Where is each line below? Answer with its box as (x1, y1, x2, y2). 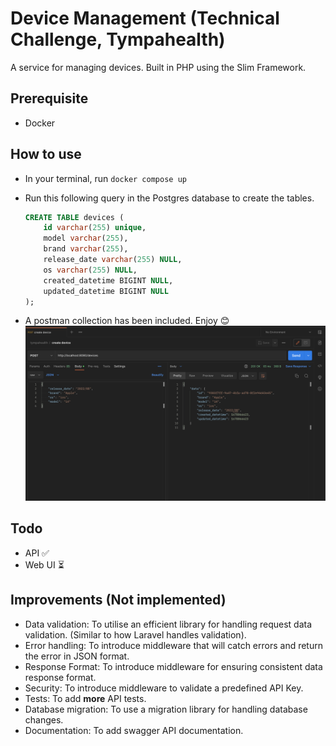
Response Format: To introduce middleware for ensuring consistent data (24, 660, 323, 672)
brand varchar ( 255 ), (43, 244, 129, 254)
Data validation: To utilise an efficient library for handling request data (24, 618, 313, 630)
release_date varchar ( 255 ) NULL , (43, 255, 183, 265)
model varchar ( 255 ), (43, 233, 129, 244)
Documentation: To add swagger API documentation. (24, 724, 244, 736)
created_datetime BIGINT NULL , (43, 275, 174, 286)
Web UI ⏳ (24, 558, 65, 571)
